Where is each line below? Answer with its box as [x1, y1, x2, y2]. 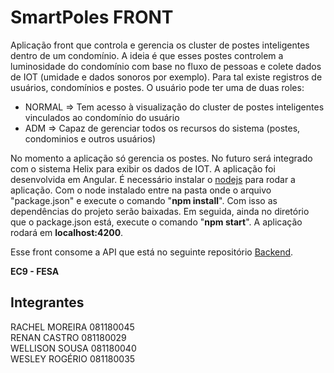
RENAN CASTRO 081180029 [10, 331, 127, 343]
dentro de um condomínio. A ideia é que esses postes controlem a [10, 49, 284, 61]
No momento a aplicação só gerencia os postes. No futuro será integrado [10, 152, 313, 164]
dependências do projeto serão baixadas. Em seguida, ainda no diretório [10, 205, 310, 217]
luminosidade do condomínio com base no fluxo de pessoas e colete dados [10, 60, 322, 72]
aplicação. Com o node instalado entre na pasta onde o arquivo [10, 184, 272, 196]
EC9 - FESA [10, 265, 60, 277]
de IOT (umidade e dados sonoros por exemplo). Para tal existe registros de [10, 71, 323, 83]
